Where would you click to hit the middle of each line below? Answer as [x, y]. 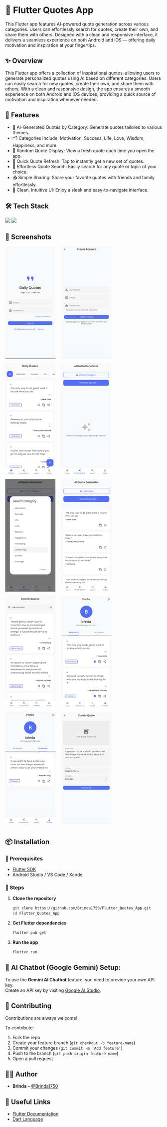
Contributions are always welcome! [41, 1018]
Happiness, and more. [35, 145]
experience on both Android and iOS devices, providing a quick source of [81, 94]
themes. [21, 132]
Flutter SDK [24, 870]
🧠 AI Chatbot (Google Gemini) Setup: [63, 968]
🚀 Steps [15, 888]
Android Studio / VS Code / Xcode [47, 875]
